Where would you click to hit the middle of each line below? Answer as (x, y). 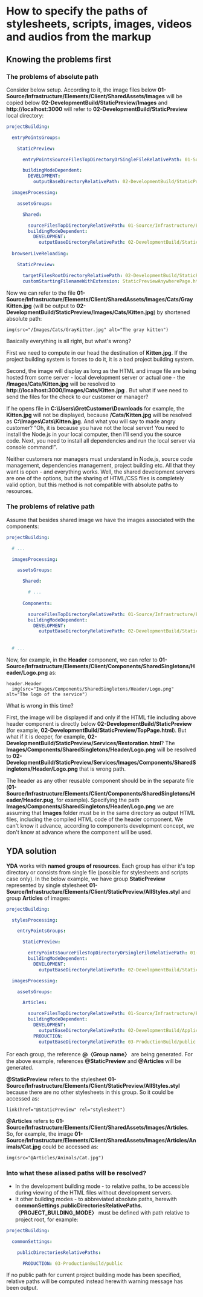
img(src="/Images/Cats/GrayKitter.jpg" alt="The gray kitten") (88, 330)
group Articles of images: (38, 898)
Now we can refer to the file (41, 293)
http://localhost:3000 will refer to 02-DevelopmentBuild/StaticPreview (97, 109)
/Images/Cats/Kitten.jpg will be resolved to (61, 384)
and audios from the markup (79, 37)
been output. (22, 1288)
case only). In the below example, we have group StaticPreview (86, 879)
